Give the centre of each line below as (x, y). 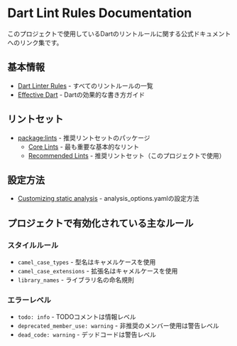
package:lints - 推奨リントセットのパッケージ (84, 137)
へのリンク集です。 (35, 42)
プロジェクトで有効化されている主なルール (100, 223)
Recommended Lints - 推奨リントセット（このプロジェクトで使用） (127, 155)
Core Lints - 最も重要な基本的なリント (84, 147)
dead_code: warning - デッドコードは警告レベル (87, 335)
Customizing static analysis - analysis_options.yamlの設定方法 (108, 199)
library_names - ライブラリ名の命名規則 (76, 280)
